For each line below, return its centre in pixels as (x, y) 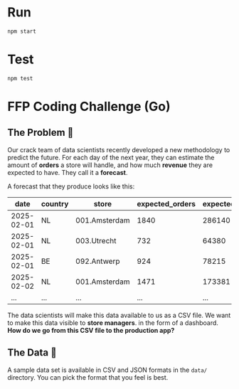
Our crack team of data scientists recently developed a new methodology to (119, 149)
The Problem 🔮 (41, 133)
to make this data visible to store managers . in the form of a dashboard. (113, 323)
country (55, 203)
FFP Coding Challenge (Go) (89, 107)
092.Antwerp (98, 261)
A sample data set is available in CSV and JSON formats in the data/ (107, 370)
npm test (20, 78)
